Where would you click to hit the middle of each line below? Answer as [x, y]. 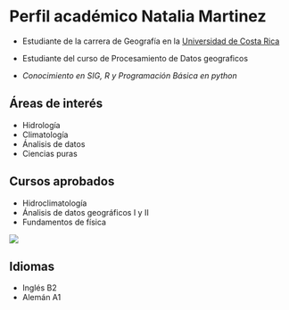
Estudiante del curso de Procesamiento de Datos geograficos [135, 58]
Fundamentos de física [64, 222]
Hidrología [41, 125]
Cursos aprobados [62, 181]
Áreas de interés [56, 104]
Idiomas [32, 266]
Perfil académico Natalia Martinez [138, 16]
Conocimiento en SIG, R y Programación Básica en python [130, 75]
